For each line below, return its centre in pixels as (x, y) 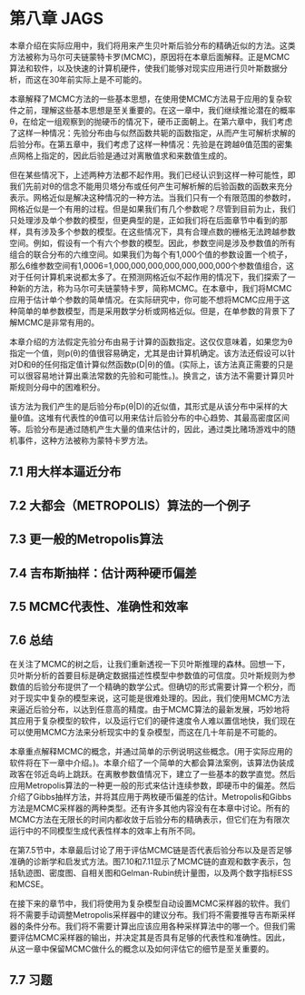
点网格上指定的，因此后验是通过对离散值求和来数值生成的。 (121, 155)
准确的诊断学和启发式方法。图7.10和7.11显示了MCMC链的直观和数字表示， (146, 861)
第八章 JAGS (57, 19)
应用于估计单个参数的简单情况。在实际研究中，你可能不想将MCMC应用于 (146, 300)
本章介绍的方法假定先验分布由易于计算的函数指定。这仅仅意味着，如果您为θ (151, 341)
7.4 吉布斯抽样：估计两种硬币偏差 (103, 573)
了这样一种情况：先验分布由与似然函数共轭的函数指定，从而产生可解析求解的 (152, 133)
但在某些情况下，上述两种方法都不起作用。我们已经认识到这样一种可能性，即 (152, 174)
